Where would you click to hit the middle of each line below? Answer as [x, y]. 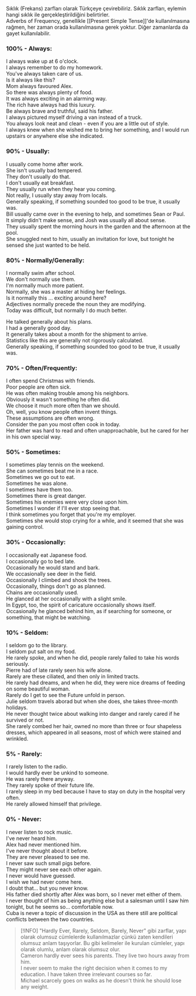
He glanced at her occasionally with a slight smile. [66, 599]
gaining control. [25, 527]
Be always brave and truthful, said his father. [60, 111]
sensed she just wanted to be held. [48, 245]
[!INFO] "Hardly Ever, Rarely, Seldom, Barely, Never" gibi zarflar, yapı [103, 930]
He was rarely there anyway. [40, 779]
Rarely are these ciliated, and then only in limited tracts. [73, 677]
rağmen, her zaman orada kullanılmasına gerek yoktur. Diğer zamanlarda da [97, 27]
